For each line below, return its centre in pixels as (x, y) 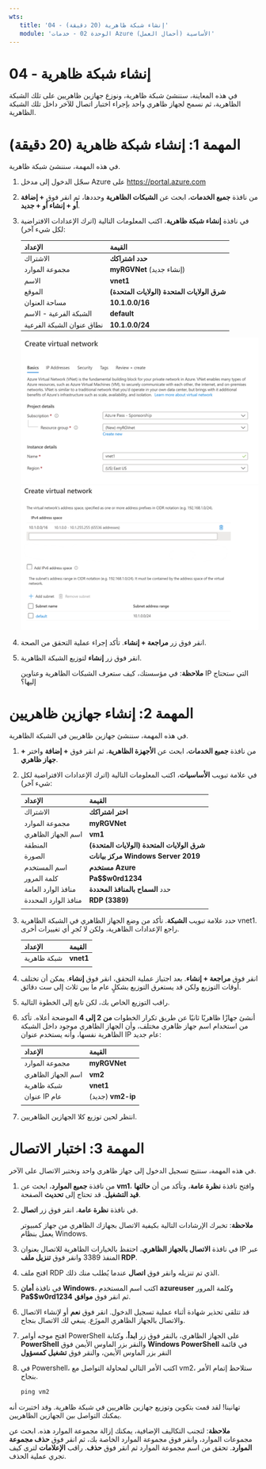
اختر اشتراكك (109, 812)
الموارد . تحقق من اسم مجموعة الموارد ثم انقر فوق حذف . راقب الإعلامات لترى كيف (131, 1448)
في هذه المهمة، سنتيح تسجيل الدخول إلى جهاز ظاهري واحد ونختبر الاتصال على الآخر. (133, 1170)
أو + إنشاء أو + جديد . (50, 205)
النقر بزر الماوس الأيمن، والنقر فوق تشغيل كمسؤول (96, 1352)
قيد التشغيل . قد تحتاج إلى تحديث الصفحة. (80, 1194)
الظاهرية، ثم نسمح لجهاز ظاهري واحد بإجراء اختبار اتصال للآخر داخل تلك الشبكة (125, 104)
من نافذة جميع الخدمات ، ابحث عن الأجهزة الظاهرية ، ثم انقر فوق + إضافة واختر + (138, 751)
